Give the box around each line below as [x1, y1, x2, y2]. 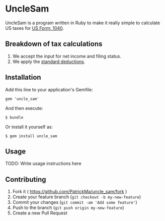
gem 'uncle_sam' [5, 96, 39, 101]
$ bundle [5, 115, 24, 120]
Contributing [5, 175, 46, 184]
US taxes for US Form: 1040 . [5, 25, 64, 31]
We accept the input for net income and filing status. [12, 53, 122, 59]
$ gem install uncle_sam [5, 133, 57, 139]
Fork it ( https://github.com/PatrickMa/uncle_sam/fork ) [12, 189, 127, 195]
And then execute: [5, 105, 43, 111]
